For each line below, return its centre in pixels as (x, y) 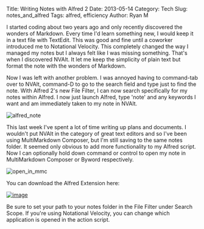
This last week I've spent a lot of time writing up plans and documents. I (97, 127)
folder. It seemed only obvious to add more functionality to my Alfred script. (101, 146)
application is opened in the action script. (58, 220)
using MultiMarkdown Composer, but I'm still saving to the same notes (94, 140)
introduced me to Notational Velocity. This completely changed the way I (97, 46)
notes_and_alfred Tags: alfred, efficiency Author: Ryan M (77, 15)
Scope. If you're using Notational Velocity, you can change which (88, 213)
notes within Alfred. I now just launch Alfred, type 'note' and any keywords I (101, 97)
